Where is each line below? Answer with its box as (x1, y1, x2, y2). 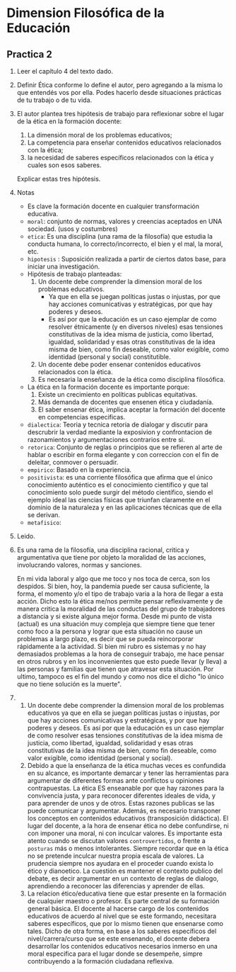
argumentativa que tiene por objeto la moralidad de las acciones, (16, 553, 206, 561)
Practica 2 (6, 48, 52, 60)
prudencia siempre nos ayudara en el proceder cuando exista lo (27, 859, 213, 867)
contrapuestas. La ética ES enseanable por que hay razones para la (27, 784, 225, 792)
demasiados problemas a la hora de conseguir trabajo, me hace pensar (16, 650, 225, 658)
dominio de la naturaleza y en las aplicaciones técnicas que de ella (27, 503, 222, 512)
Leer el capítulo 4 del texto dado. (16, 67, 114, 75)
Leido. (16, 532, 36, 540)
